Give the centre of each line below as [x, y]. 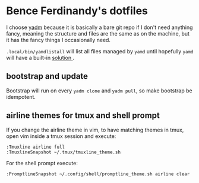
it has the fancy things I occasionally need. [59, 40]
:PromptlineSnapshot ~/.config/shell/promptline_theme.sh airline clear [98, 174]
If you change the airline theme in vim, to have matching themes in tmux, [95, 130]
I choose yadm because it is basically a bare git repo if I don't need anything [99, 27]
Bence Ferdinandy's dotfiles [77, 11]
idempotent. [21, 97]
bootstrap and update [47, 76]
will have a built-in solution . [40, 57]
